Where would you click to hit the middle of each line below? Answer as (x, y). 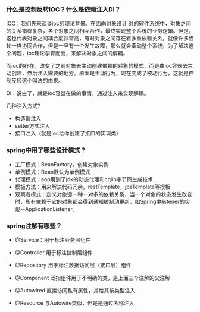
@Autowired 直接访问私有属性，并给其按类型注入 (75, 290)
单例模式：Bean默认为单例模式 (52, 172)
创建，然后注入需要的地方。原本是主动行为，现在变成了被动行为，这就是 (100, 73)
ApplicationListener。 (51, 209)
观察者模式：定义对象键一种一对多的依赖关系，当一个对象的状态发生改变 (103, 194)
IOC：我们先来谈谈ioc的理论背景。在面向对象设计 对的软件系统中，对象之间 (99, 23)
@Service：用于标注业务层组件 (53, 239)
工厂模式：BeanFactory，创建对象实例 (62, 164)
